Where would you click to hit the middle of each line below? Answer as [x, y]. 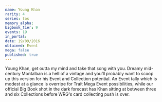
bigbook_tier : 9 [21, 28]
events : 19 [16, 32]
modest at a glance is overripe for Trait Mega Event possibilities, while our [79, 84]
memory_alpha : [19, 23]
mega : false [17, 50]
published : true [21, 55]
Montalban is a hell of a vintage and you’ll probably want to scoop [88, 74]
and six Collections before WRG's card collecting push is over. [67, 94]
